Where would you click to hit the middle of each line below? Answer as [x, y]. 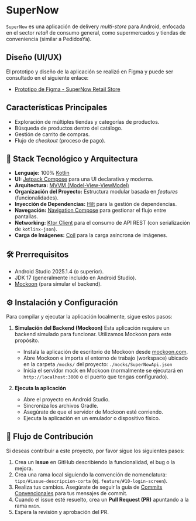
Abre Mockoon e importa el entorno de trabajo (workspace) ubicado [106, 358]
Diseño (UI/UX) [34, 57]
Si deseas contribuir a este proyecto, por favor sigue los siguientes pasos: [95, 451]
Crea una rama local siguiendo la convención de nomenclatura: [91, 474]
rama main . [27, 506]
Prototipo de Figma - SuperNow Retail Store [68, 89]
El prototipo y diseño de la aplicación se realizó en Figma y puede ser [90, 72]
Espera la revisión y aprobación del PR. [62, 512]
